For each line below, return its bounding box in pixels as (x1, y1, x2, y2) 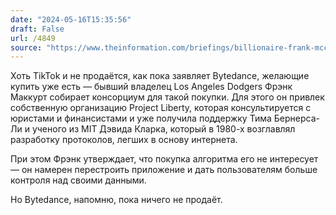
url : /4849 (10, 33, 56, 43)
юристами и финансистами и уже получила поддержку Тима (10, 112, 272, 125)
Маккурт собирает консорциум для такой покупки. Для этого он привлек (10, 91, 325, 103)
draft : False (10, 24, 65, 34)
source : (10, 42, 43, 53)
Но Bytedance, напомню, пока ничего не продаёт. (10, 194, 223, 206)
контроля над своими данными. (10, 174, 147, 186)
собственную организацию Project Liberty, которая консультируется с (10, 102, 312, 114)
